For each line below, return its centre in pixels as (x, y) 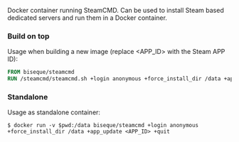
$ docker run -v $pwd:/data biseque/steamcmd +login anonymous (103, 126)
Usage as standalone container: (54, 112)
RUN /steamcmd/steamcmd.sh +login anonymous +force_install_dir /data (114, 79)
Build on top (28, 36)
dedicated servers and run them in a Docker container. (87, 18)
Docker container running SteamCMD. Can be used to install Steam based (116, 10)
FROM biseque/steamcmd (41, 72)
